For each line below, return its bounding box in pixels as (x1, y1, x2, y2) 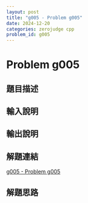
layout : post (6, 9, 39, 15)
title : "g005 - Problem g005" (6, 15, 83, 21)
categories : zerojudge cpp (6, 26, 75, 32)
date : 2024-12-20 (6, 20, 50, 26)
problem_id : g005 (6, 32, 50, 38)
